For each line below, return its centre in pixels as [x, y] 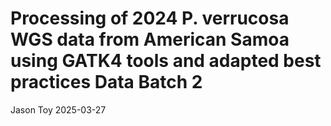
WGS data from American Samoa [150, 39]
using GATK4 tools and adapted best [166, 61]
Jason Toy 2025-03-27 [58, 109]
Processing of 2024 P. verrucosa [150, 18]
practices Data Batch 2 [106, 82]
